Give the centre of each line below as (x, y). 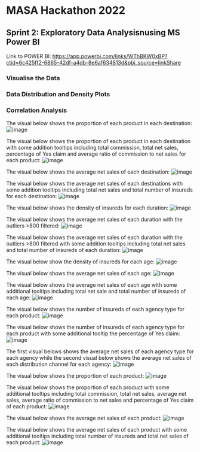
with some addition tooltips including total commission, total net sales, (93, 148)
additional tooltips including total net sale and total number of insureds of (96, 292)
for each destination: (32, 196)
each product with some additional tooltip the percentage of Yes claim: (93, 333)
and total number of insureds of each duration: (64, 250)
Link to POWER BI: (29, 56)
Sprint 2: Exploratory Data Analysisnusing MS (93, 33)
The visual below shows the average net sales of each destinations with (95, 184)
